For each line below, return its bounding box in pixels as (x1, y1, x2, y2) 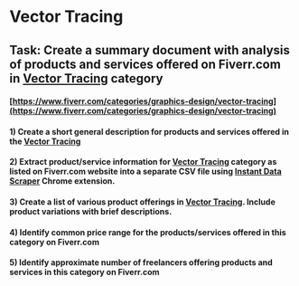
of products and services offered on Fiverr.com (9, 56, 282, 71)
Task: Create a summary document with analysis (9, 43, 291, 58)
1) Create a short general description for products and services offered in (9, 126, 289, 137)
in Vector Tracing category (9, 71, 164, 86)
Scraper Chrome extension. (9, 176, 116, 186)
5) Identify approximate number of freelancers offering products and (9, 257, 273, 268)
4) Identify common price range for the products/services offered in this (9, 226, 286, 237)
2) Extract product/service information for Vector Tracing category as (9, 157, 277, 167)
